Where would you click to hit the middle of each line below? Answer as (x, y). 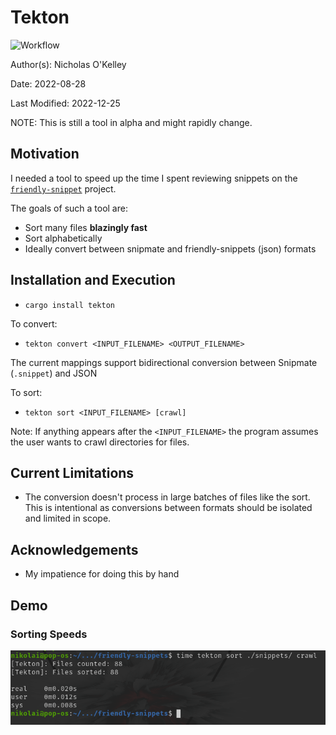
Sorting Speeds (49, 634)
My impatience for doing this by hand (102, 574)
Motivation (45, 154)
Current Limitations (72, 472)
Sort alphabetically (63, 238)
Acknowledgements (74, 549)
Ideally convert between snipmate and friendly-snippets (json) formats (170, 248)
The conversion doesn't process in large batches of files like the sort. (167, 497)
